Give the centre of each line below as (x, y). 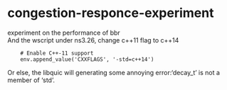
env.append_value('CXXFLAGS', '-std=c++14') (87, 59)
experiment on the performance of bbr (64, 33)
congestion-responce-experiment (111, 13)
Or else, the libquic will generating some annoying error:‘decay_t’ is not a (114, 72)
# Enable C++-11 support (57, 53)
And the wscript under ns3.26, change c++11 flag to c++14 (93, 40)
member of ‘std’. (31, 80)
